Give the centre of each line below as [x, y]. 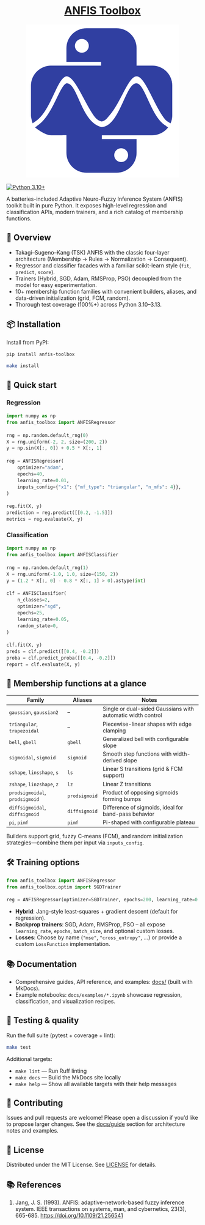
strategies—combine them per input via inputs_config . [75, 843]
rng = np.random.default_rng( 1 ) [47, 568]
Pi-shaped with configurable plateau [149, 822]
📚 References [34, 1185]
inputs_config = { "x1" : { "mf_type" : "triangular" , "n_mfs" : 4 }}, [99, 487]
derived [112, 761]
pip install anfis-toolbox [41, 354]
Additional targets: [30, 1059]
